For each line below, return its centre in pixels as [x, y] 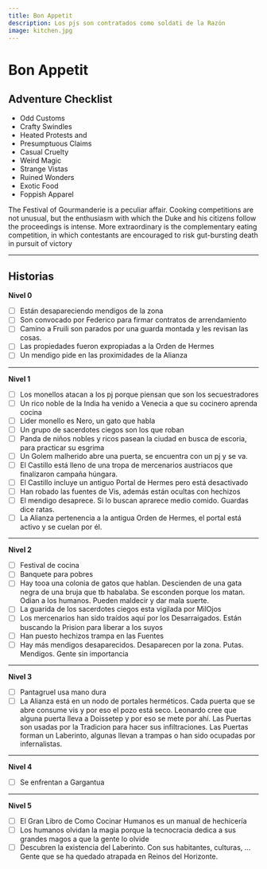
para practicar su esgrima [62, 448]
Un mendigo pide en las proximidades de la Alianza [104, 355]
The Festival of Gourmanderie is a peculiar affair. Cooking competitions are [131, 210]
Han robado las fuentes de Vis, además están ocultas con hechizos [130, 491]
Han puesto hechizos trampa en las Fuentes [92, 636]
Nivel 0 [20, 296]
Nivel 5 [20, 805]
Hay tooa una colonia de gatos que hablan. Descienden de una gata [131, 583]
